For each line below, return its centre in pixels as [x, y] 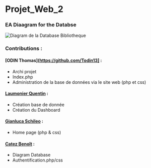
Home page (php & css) [37, 133]
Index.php [23, 77]
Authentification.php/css [38, 160]
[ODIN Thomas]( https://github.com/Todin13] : [54, 60]
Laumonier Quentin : [27, 94]
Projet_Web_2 [34, 9]
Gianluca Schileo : [24, 121]
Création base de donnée [38, 104]
